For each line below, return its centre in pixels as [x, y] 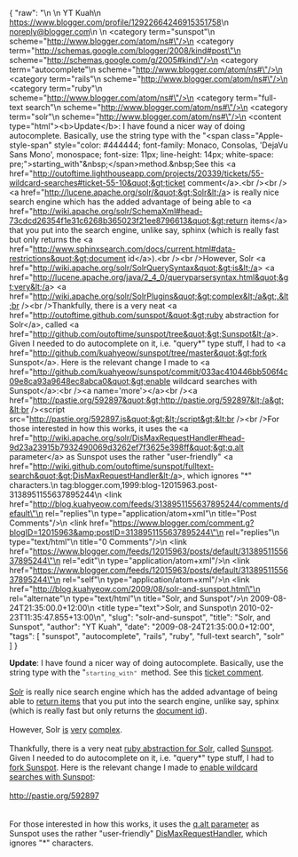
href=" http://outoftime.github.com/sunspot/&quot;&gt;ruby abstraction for [144, 315]
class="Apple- [257, 136]
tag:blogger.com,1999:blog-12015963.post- [139, 485]
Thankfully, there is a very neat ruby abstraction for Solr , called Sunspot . [141, 749]
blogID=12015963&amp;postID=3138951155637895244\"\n [117, 532]
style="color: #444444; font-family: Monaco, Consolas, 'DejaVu [171, 145]
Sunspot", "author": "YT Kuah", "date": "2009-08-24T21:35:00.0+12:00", [142, 627]
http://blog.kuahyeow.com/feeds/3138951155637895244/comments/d [161, 504]
